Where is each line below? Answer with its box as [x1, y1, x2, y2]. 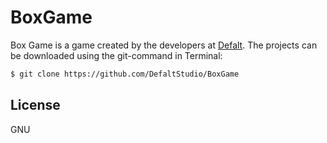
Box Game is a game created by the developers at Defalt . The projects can [10, 39, 318, 51]
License [10, 97, 61, 114]
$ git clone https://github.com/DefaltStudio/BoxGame [10, 69, 240, 79]
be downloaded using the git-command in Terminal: [10, 49, 223, 61]
